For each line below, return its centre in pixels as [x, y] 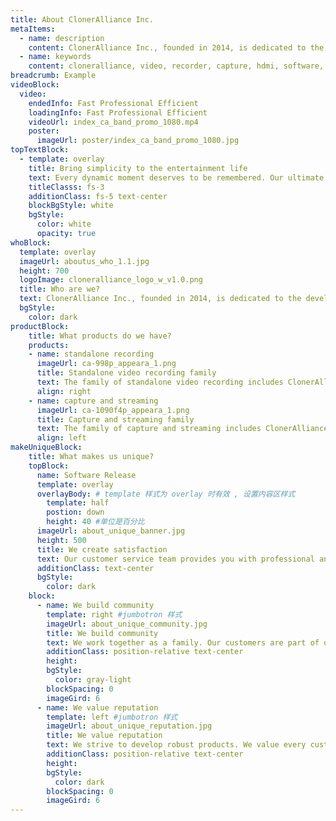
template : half [78, 503]
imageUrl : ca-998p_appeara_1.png [106, 364]
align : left [61, 438]
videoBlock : [35, 85]
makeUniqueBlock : [46, 447]
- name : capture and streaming [93, 401]
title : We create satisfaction [102, 549]
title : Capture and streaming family [115, 419]
